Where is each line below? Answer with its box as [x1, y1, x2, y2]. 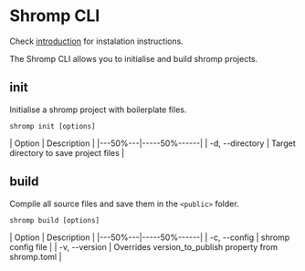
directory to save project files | [9, 147, 125, 158]
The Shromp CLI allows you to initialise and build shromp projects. [9, 53, 258, 64]
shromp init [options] [9, 121, 96, 130]
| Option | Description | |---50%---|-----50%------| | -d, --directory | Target [9, 138, 296, 149]
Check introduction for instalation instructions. [9, 36, 184, 47]
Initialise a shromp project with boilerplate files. [9, 104, 187, 115]
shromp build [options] [9, 215, 100, 224]
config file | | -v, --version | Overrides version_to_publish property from [9, 241, 279, 252]
